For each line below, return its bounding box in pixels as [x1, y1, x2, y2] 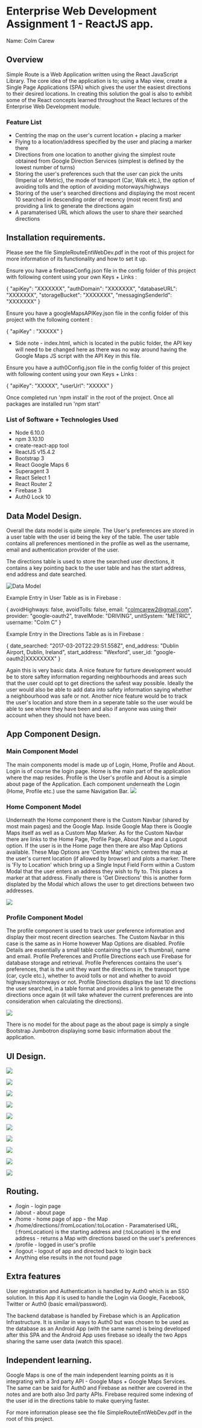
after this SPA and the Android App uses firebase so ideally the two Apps [6, 1331, 188, 1339]
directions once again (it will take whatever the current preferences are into [6, 991, 194, 999]
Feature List [6, 118, 42, 126]
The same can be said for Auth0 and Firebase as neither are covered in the [6, 1384, 193, 1391]
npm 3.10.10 [14, 435, 44, 443]
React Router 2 [14, 481, 52, 488]
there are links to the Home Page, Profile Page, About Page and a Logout [6, 836, 188, 843]
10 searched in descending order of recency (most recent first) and [14, 196, 183, 203]
